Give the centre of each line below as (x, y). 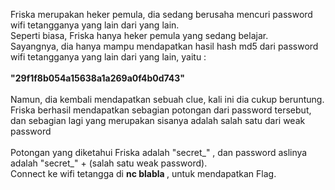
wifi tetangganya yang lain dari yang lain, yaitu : (108, 57)
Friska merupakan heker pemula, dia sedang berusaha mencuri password (161, 14)
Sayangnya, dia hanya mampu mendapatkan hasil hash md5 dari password (164, 46)
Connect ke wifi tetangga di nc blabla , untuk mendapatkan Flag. (143, 173)
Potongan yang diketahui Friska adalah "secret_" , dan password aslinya (159, 152)
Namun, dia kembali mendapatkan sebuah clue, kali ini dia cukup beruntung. (167, 99)
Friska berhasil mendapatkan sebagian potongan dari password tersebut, (161, 110)
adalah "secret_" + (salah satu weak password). (109, 163)
